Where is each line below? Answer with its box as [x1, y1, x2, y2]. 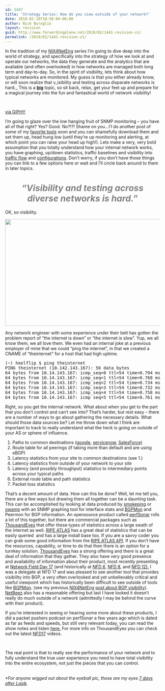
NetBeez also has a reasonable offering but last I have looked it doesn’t [5, 590, 149, 596]
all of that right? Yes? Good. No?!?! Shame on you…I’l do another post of [5, 123, 151, 129]
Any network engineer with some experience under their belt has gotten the [5, 330, 159, 335]
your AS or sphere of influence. [5, 430, 69, 436]
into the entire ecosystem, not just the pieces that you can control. [5, 660, 139, 666]
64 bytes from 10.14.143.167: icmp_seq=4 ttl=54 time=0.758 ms [5, 389, 161, 395]
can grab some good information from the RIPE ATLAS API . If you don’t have [5, 537, 160, 543]
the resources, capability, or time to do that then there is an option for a [5, 543, 149, 549]
